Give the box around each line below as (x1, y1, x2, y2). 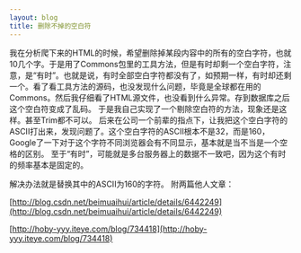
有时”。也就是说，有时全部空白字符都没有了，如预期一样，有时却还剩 (36, 69, 292, 81)
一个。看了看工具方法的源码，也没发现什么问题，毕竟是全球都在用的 (9, 81, 261, 92)
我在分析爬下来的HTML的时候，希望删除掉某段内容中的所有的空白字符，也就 (9, 47, 292, 58)
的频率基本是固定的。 (9, 159, 88, 170)
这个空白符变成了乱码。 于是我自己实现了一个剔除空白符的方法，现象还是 (9, 103, 279, 114)
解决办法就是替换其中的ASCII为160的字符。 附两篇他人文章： (9, 179, 235, 189)
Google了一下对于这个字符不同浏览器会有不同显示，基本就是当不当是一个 (9, 136, 280, 148)
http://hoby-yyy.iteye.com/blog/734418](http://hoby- (12, 223, 208, 234)
